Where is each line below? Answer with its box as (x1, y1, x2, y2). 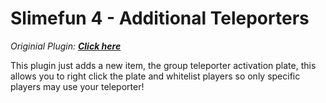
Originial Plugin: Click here (10, 40, 122, 52)
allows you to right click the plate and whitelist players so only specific (10, 70, 301, 82)
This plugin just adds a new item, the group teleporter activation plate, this (10, 59, 317, 71)
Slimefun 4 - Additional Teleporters (10, 7, 310, 30)
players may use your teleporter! (10, 80, 145, 92)
